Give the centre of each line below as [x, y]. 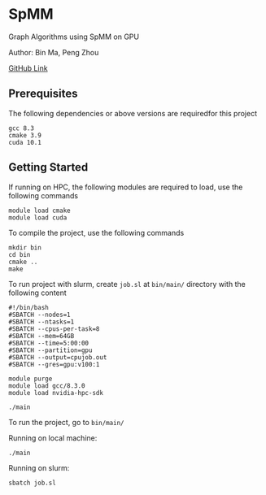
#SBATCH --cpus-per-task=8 [54, 329]
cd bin [20, 254]
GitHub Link [28, 68]
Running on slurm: [39, 467]
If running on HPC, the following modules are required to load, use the [126, 187]
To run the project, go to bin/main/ [66, 422]
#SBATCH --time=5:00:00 [49, 343]
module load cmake [39, 211]
